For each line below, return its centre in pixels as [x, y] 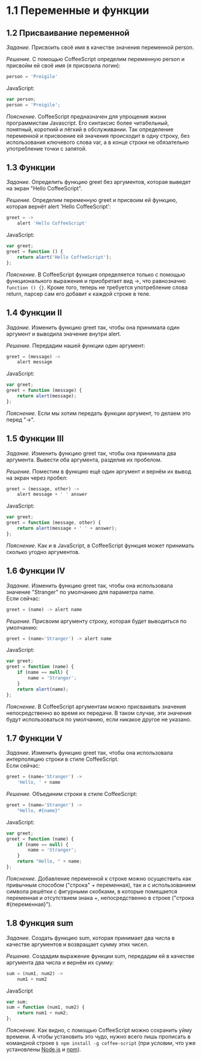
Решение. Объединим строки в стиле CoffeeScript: [72, 794]
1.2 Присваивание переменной [68, 33]
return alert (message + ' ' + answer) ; [67, 529]
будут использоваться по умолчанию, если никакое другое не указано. [99, 719]
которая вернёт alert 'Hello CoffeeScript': [58, 207]
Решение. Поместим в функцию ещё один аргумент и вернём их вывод [99, 471]
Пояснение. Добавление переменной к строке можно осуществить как [99, 878]
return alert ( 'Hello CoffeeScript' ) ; [65, 257]
